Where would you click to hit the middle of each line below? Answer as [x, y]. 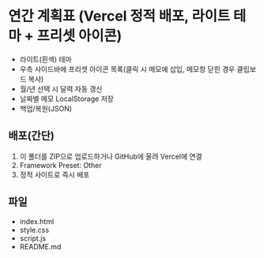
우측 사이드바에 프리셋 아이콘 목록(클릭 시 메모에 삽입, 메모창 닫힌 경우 [127, 69]
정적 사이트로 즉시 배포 [55, 174]
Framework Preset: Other [60, 165]
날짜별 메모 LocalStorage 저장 [67, 99]
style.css [34, 230]
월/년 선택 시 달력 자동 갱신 [61, 88]
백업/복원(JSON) [46, 108]
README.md [40, 246]
